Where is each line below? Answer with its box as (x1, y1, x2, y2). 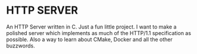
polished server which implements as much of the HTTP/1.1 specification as (6, 29, 192, 36)
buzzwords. (6, 42, 35, 49)
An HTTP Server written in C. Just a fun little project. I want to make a (6, 23, 177, 30)
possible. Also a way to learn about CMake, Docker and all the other (6, 36, 173, 43)
